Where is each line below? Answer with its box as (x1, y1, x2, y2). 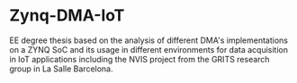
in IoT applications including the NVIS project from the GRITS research (9, 54, 270, 64)
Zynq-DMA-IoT (9, 5, 125, 26)
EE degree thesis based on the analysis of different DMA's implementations (9, 35, 289, 46)
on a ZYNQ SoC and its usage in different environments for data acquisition (9, 44, 289, 54)
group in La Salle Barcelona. (9, 63, 114, 74)
